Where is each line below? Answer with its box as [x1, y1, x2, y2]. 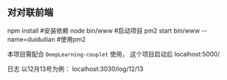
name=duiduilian [7, 35, 56, 43]
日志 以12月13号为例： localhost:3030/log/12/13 [7, 65, 144, 73]
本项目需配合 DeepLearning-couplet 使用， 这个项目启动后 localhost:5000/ [7, 49, 220, 58]
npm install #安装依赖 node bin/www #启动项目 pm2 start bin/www [7, 26, 200, 35]
